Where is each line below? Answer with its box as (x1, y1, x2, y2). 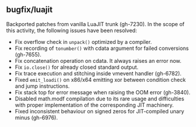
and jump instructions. (14, 82, 70, 90)
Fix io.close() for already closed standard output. (14, 63, 139, 71)
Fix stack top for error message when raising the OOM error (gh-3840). (14, 88, 191, 96)
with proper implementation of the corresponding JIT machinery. (14, 101, 174, 109)
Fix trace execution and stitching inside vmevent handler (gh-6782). (14, 69, 182, 77)
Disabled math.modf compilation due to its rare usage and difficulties (14, 95, 185, 102)
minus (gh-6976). (14, 114, 58, 121)
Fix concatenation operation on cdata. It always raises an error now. (14, 57, 182, 64)
